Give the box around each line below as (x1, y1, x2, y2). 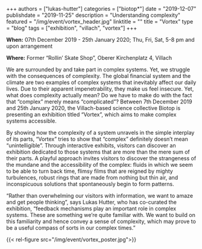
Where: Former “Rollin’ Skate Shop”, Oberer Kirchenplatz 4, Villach (6, 54, 172, 61)
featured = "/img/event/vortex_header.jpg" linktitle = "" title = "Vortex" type (6, 18, 194, 25)
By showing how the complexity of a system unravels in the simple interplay (6, 129, 195, 136)
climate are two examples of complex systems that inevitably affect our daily (6, 79, 197, 86)
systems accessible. (6, 117, 57, 124)
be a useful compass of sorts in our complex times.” (6, 224, 136, 231)
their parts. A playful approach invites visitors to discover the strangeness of (6, 155, 197, 162)
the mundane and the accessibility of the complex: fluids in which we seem (6, 161, 193, 168)
